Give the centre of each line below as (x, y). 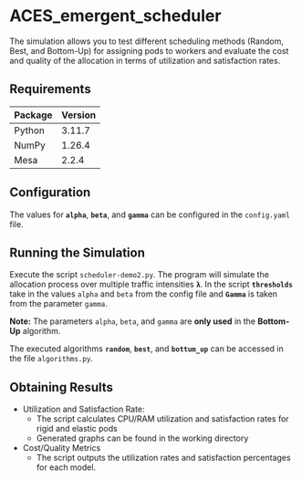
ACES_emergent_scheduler (115, 16)
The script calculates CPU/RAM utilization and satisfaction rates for (162, 419)
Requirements (50, 89)
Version (79, 115)
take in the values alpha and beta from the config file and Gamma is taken (144, 294)
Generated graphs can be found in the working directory (142, 438)
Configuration (50, 193)
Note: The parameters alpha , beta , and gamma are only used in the (133, 321)
